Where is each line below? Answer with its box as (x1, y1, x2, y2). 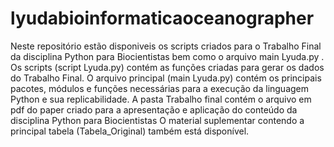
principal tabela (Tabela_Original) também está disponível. (10, 125, 250, 137)
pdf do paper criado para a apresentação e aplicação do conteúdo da (10, 103, 298, 116)
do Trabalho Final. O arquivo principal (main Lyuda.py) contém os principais (10, 72, 322, 84)
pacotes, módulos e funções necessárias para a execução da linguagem (10, 82, 310, 94)
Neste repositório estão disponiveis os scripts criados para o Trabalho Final (10, 40, 322, 52)
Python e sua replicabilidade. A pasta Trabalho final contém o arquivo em (10, 93, 312, 105)
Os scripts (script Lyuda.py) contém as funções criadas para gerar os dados (10, 61, 325, 73)
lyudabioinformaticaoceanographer (10, 7, 315, 30)
